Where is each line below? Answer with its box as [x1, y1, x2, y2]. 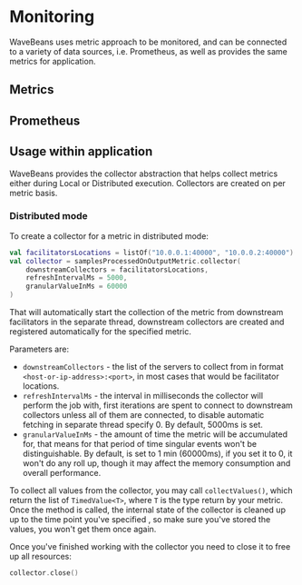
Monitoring [9, 6, 95, 27]
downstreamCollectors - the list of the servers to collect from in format [22, 362, 284, 372]
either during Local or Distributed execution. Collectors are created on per [9, 177, 286, 188]
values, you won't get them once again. [9, 524, 157, 535]
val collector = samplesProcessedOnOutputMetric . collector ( [9, 256, 242, 265]
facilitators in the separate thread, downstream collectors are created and [9, 316, 285, 328]
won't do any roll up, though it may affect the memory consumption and [22, 458, 291, 469]
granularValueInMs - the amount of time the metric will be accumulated [22, 429, 288, 440]
